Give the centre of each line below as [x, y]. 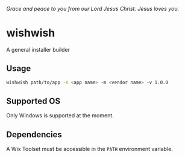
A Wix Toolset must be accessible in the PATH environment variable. [89, 149]
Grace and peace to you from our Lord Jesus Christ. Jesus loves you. [93, 9]
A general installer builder [38, 49]
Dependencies [34, 134]
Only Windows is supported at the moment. [60, 115]
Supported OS [33, 101]
